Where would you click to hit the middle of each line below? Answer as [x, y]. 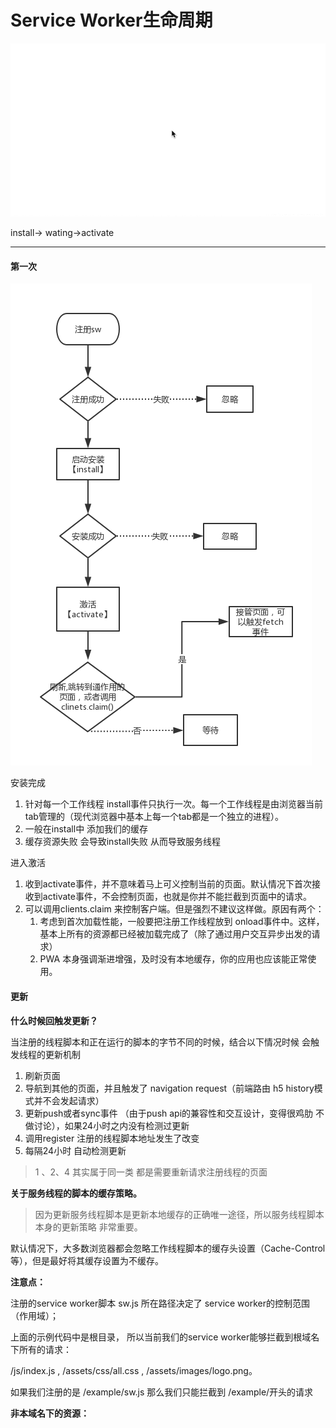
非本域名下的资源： [50, 1413]
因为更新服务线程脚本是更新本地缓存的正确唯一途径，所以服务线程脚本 [179, 1214]
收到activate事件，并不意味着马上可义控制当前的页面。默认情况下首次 [168, 884]
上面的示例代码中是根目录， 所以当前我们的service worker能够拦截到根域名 [165, 1337]
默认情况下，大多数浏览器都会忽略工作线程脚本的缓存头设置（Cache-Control [168, 1248]
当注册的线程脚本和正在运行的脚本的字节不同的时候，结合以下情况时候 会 [160, 1042]
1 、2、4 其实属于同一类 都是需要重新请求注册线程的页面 [151, 1172]
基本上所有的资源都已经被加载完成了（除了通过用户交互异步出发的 [175, 934]
